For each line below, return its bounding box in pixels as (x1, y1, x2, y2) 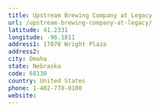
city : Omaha (8, 55, 47, 63)
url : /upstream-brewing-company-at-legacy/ (8, 19, 153, 27)
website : (8, 91, 37, 99)
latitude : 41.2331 (8, 26, 68, 34)
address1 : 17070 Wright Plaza (8, 41, 107, 48)
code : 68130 (8, 70, 47, 77)
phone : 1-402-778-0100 (8, 84, 82, 92)
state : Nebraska (8, 63, 61, 70)
